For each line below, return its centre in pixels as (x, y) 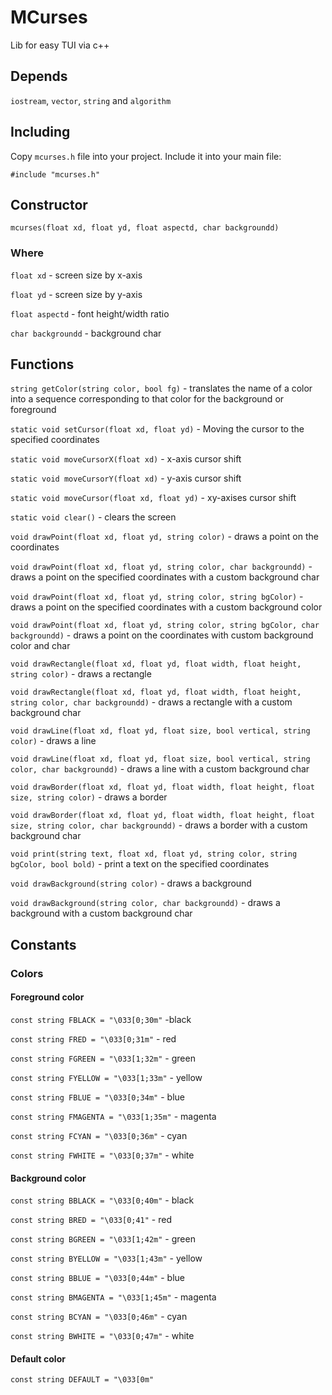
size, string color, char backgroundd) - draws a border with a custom (159, 825)
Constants (43, 944)
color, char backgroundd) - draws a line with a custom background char (160, 769)
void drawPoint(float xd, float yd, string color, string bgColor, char (165, 626)
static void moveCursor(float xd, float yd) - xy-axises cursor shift (153, 498)
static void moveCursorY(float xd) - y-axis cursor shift (126, 478)
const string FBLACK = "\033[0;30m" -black (101, 1019)
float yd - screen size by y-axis (76, 294)
